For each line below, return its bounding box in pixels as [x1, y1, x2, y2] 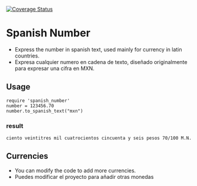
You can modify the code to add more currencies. [14, 166, 136, 174]
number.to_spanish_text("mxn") [6, 108, 83, 114]
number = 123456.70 [6, 102, 54, 109]
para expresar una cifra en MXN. [14, 65, 95, 72]
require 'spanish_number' [6, 98, 70, 104]
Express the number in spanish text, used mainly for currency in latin [14, 46, 182, 53]
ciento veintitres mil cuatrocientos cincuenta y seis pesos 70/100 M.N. [6, 135, 192, 142]
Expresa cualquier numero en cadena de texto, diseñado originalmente [14, 58, 188, 65]
